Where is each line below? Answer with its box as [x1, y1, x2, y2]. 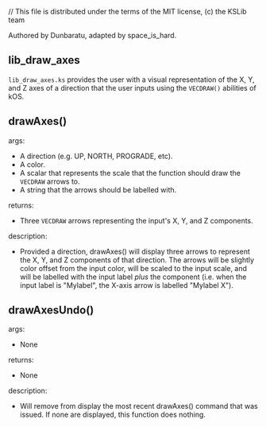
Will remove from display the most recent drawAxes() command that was [19, 402, 258, 411]
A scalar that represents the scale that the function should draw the [19, 168, 241, 177]
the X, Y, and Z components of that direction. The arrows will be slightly [19, 254, 255, 265]
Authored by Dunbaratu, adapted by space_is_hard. [8, 31, 177, 40]
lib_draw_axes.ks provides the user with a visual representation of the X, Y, [8, 75, 256, 84]
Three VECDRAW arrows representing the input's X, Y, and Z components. [19, 215, 254, 225]
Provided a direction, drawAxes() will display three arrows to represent [19, 246, 250, 256]
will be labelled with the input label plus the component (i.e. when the [19, 272, 247, 281]
